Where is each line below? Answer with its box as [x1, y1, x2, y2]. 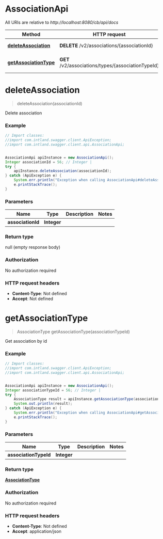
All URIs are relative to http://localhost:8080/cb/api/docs [5, 19, 119, 25]
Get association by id [5, 338, 48, 344]
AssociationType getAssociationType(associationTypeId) [16, 329, 130, 334]
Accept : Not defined [12, 296, 53, 301]
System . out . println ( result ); [14, 401, 73, 406]
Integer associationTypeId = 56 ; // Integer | [5, 388, 101, 393]
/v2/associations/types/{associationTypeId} [59, 62, 159, 69]
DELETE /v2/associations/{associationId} [59, 42, 153, 49]
